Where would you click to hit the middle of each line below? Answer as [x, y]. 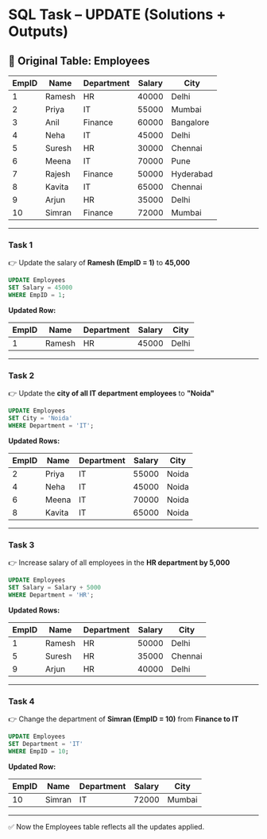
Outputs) [39, 31]
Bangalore [190, 122]
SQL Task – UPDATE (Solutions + [117, 15]
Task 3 [21, 544]
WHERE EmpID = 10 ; [39, 751]
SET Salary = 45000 [41, 288]
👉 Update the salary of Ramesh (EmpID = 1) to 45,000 [99, 263]
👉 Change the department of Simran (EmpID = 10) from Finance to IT [124, 719]
